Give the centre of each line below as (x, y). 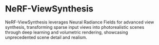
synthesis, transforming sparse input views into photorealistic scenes (75, 27)
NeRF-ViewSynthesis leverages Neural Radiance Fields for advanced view (80, 22)
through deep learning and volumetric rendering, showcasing (67, 32)
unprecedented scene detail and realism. (46, 37)
